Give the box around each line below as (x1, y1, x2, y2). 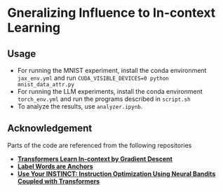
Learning (7, 20, 61, 36)
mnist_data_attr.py (17, 81, 75, 88)
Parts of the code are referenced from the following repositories (7, 141, 192, 149)
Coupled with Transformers (17, 177, 100, 185)
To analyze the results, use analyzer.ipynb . (17, 102, 143, 110)
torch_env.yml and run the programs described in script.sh (17, 95, 191, 103)
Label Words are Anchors (17, 162, 93, 170)
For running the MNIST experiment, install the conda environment (17, 67, 207, 74)
